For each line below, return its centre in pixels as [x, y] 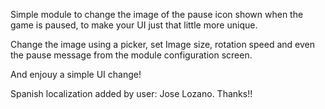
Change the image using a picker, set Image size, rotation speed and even [162, 44]
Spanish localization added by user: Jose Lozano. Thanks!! [131, 93]
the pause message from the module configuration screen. [131, 55]
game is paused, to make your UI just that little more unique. [134, 25]
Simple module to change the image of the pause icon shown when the [157, 14]
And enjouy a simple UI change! [76, 74]
